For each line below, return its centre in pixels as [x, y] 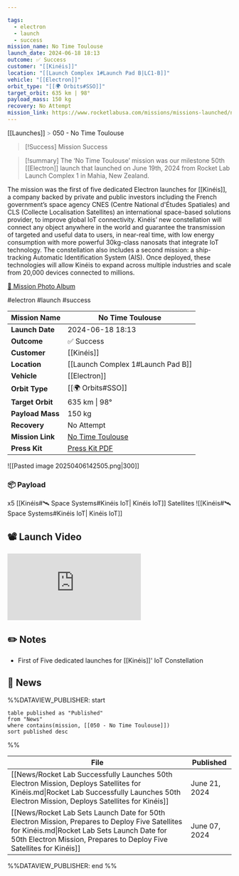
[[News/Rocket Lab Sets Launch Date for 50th [88, 813]
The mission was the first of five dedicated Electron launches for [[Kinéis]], [117, 189]
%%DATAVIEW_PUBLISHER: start [56, 700]
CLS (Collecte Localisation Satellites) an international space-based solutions [119, 212]
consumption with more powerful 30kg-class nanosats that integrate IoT [113, 242]
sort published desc [38, 732]
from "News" [25, 719]
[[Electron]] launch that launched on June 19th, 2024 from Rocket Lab [127, 168]
